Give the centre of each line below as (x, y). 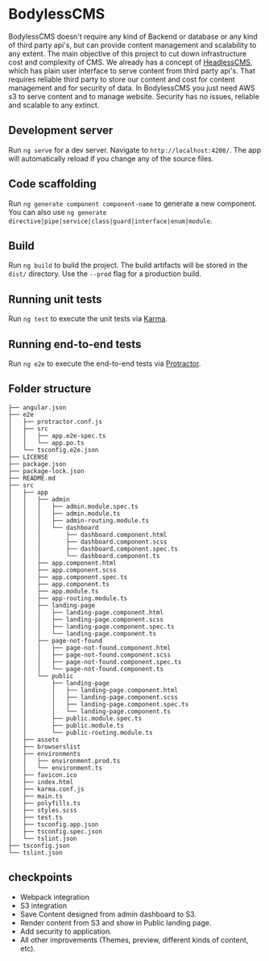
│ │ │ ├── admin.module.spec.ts (73, 506)
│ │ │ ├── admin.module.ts (64, 514)
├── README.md (32, 478)
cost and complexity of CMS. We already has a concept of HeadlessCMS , (130, 62)
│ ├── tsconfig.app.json (54, 825)
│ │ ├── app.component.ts (59, 584)
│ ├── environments (45, 753)
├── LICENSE (28, 457)
